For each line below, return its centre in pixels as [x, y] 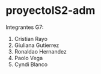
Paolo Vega [29, 58]
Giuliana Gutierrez [37, 45]
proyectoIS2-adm [50, 11]
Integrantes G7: [25, 27]
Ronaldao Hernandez [41, 51]
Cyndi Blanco [31, 64]
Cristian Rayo [31, 39]
